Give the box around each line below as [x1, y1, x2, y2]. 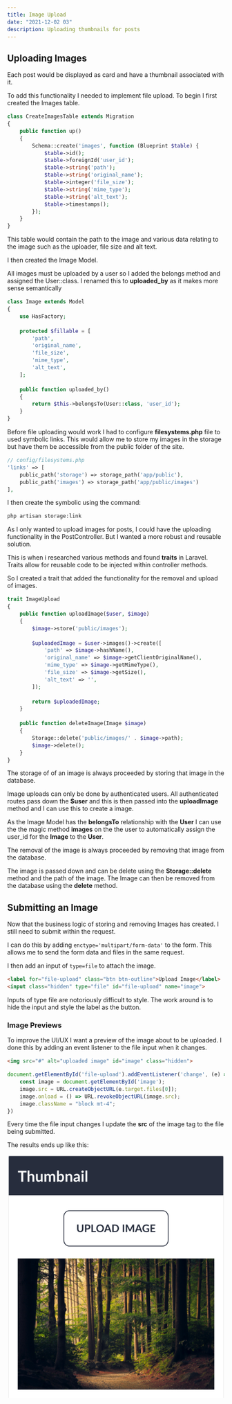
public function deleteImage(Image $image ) [19, 720, 147, 727]
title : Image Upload [7, 11, 67, 18]
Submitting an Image [7, 901, 99, 914]
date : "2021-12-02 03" [7, 18, 72, 26]
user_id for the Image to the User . [7, 833, 104, 841]
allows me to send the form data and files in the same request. [7, 948, 185, 957]
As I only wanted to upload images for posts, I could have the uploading [7, 525, 211, 533]
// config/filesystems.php [7, 457, 85, 464]
